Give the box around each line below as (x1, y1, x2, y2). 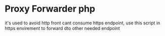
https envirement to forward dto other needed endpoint (5, 25, 120, 31)
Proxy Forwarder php (5, 3, 96, 15)
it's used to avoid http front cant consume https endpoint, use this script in (5, 20, 160, 26)
